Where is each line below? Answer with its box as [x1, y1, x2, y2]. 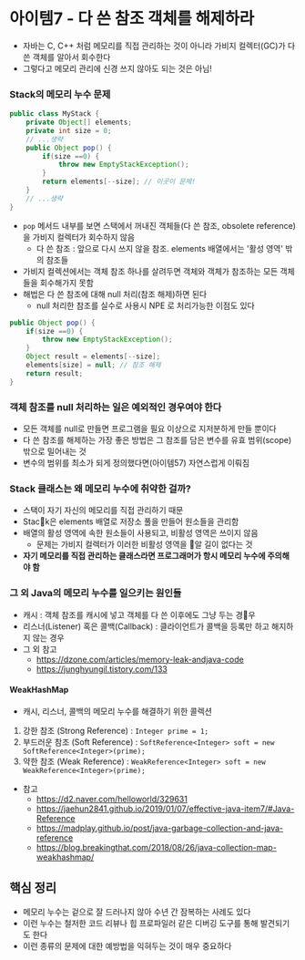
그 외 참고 [22, 644, 57, 655]
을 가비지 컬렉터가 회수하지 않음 [22, 232, 135, 243]
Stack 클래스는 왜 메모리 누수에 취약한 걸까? [9, 482, 191, 495]
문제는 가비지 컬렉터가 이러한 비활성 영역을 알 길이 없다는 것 [36, 539, 253, 550]
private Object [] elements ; [25, 118, 132, 128]
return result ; [25, 368, 84, 378]
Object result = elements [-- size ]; [25, 352, 161, 361]
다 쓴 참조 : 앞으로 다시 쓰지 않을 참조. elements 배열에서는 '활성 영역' [36, 243, 284, 253]
